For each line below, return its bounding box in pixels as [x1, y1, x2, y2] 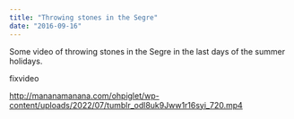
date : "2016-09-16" [9, 21, 82, 30]
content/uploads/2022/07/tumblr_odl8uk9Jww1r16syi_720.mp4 [9, 99, 244, 110]
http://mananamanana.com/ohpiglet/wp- [9, 90, 160, 101]
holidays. [9, 55, 43, 66]
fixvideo [9, 72, 39, 83]
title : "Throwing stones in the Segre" [9, 13, 159, 22]
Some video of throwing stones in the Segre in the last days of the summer [9, 46, 285, 56]
